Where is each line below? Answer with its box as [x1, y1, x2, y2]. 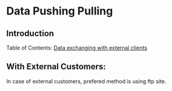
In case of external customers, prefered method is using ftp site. [6, 77, 167, 85]
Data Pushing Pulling [6, 4, 113, 18]
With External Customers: [6, 61, 106, 72]
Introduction [6, 28, 55, 39]
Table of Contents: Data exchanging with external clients [6, 44, 147, 51]
